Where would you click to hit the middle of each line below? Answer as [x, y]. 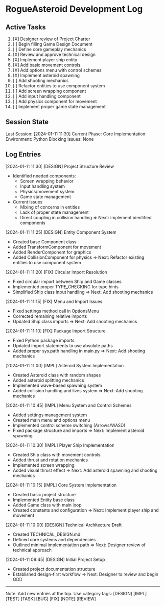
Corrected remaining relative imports [50, 316]
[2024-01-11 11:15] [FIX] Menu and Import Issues [54, 301]
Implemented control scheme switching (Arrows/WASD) [69, 425]
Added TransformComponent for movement [57, 247]
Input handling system [42, 186]
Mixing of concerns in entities [50, 207]
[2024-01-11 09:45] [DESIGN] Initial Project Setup [55, 559]
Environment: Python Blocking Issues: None [50, 139]
